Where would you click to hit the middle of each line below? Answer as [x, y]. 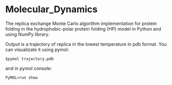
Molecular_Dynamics [52, 9]
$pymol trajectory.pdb [30, 59]
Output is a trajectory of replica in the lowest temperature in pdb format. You [86, 44]
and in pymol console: [29, 68]
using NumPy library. [27, 34]
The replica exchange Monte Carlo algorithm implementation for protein [81, 23]
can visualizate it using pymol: [37, 49]
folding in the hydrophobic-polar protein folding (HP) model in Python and [83, 29]
